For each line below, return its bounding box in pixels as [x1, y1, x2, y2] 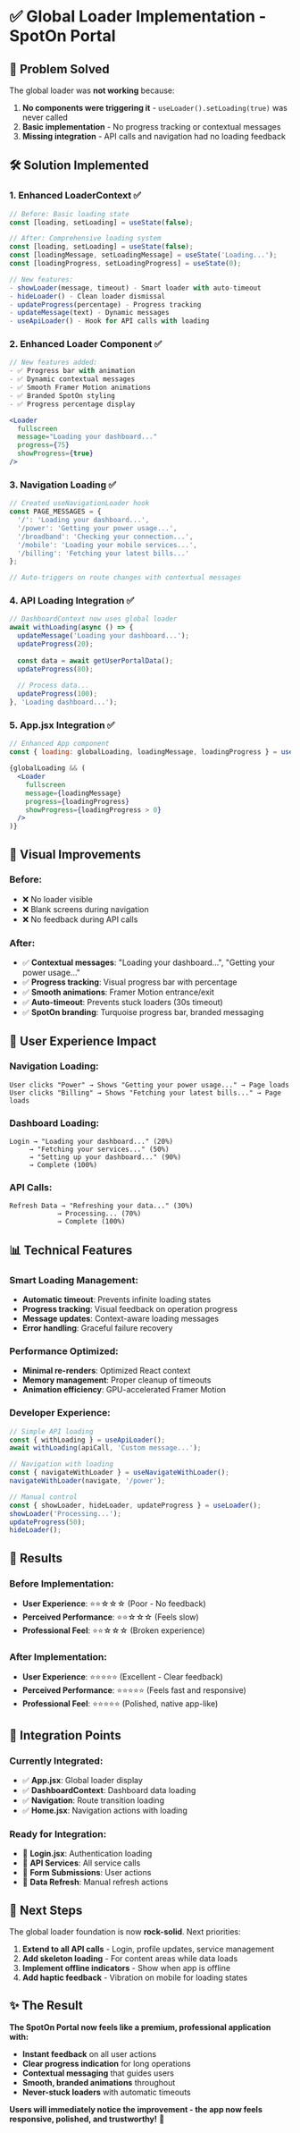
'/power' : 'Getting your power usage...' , [17, 523, 178, 533]
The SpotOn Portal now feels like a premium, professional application [9, 2021, 271, 2032]
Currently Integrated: [9, 1755, 104, 1767]
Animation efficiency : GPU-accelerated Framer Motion [21, 1384, 226, 1395]
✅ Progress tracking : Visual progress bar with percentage [21, 977, 237, 987]
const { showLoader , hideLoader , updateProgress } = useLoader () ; [9, 1501, 262, 1510]
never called [21, 112, 69, 123]
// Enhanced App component [9, 740, 110, 749]
